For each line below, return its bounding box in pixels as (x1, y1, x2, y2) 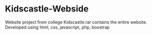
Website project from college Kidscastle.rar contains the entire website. (5, 19, 147, 25)
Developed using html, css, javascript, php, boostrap (5, 24, 110, 30)
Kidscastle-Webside (5, 3, 89, 14)
